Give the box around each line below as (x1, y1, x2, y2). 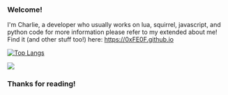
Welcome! (7, 5, 43, 15)
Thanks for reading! (7, 79, 76, 89)
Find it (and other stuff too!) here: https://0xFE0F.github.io (7, 35, 174, 44)
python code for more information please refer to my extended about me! (7, 28, 218, 36)
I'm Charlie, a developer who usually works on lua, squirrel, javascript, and (7, 21, 221, 29)
